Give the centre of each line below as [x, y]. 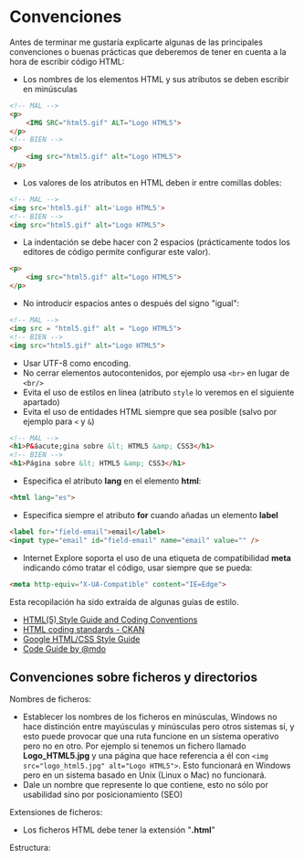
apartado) [42, 402]
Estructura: [30, 848]
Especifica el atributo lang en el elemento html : [112, 481]
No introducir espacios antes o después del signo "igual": [131, 303]
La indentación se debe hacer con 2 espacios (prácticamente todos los [156, 242]
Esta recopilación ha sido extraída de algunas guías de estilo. [124, 601]
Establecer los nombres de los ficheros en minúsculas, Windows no [150, 717]
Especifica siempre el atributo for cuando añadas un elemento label [150, 515]
